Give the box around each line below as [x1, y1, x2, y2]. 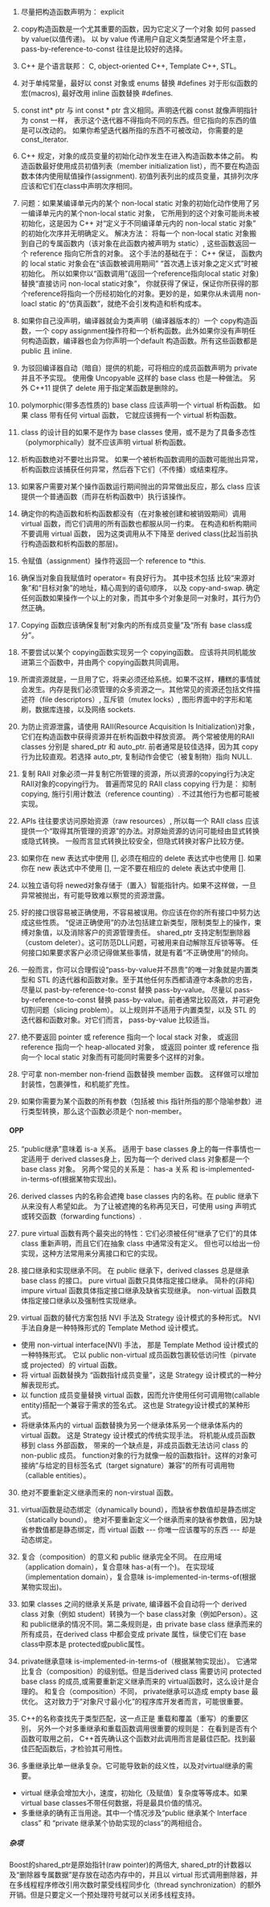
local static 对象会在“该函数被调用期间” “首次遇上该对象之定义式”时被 [30, 259, 259, 268]
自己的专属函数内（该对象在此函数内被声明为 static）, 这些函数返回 [27, 239, 250, 248]
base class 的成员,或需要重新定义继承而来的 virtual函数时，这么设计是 [20, 1676, 252, 1686]
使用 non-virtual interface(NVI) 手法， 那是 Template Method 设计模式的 [20, 1340, 259, 1350]
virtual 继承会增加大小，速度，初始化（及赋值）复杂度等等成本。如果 [20, 1788, 248, 1798]
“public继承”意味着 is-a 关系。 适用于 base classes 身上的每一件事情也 [20, 1144, 254, 1154]
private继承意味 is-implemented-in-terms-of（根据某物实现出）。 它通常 [20, 1656, 258, 1666]
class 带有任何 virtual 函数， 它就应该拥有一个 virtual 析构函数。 [30, 411, 242, 419]
